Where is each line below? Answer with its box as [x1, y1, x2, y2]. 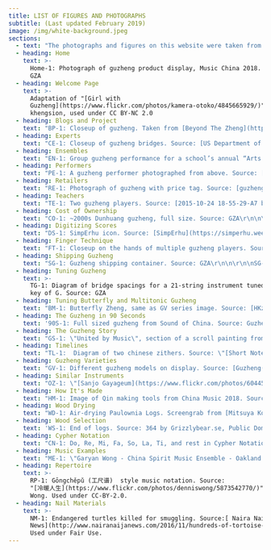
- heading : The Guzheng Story [15, 327, 117, 335]
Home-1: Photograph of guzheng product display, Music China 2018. [29, 65, 262, 73]
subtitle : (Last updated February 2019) [8, 19, 147, 27]
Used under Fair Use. [29, 529, 103, 537]
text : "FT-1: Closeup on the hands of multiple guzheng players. [23, 244, 248, 252]
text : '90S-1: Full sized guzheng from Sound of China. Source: [23, 319, 244, 327]
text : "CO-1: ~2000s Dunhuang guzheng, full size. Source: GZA [23, 215, 240, 223]
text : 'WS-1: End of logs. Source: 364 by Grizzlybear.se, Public [23, 424, 251, 432]
